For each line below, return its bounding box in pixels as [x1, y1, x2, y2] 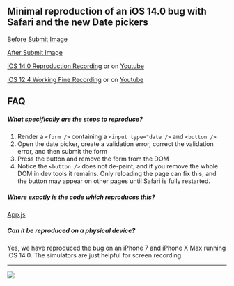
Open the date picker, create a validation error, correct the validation [17, 140, 214, 148]
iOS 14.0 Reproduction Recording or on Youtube [7, 62, 145, 70]
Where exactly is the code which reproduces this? [7, 193, 155, 201]
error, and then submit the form [17, 148, 108, 156]
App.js [7, 210, 26, 219]
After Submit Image [7, 48, 63, 56]
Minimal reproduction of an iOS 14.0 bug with [7, 6, 207, 17]
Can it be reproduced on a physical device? [7, 226, 136, 235]
